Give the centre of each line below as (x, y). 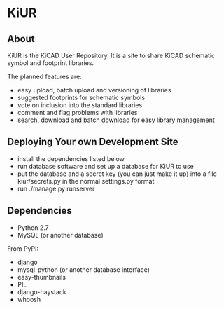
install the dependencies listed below (71, 158)
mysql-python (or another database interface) (84, 269)
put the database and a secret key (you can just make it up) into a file (117, 174)
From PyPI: (23, 248)
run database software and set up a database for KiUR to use (105, 166)
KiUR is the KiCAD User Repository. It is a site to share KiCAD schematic (111, 55)
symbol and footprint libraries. (51, 63)
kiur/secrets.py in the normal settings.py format (86, 181)
